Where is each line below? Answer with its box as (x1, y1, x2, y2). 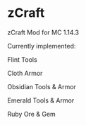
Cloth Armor (7, 69, 43, 77)
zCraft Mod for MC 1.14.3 (7, 28, 80, 37)
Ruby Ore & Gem (7, 110, 56, 118)
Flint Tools (7, 55, 37, 64)
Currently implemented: (7, 41, 76, 50)
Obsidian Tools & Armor (7, 82, 76, 91)
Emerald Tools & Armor (7, 96, 75, 105)
